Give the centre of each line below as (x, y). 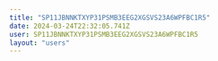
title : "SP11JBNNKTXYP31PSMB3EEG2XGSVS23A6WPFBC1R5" (110, 17)
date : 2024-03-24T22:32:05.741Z (70, 26)
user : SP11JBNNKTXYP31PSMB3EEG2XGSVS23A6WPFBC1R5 (104, 34)
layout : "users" (39, 43)
